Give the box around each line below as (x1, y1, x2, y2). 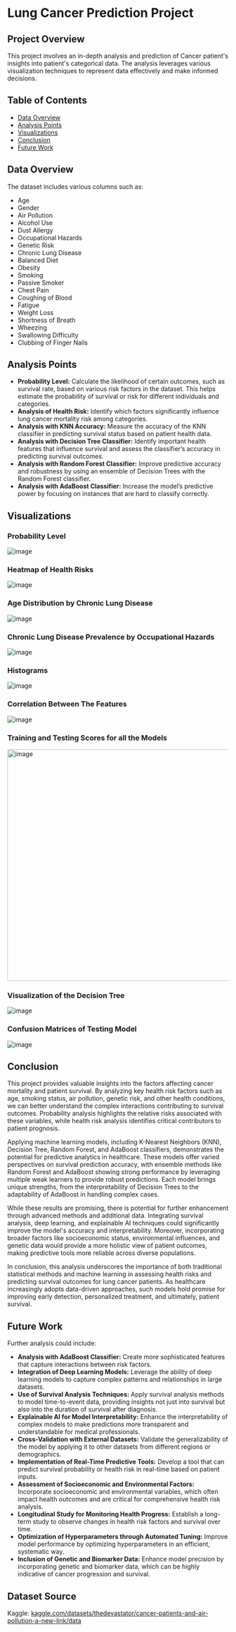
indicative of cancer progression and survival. (17, 1570, 150, 1578)
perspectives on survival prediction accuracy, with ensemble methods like (7, 1161, 222, 1169)
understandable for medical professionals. (17, 1428, 140, 1436)
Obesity (17, 263, 41, 272)
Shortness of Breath (17, 316, 76, 324)
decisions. (7, 74, 37, 82)
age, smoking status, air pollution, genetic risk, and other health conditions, (7, 1094, 225, 1103)
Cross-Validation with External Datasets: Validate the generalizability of (17, 1435, 228, 1444)
